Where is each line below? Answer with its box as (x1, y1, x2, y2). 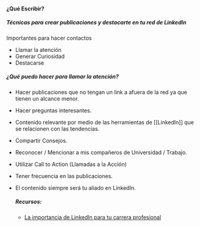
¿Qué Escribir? (6, 5, 45, 12)
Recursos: (15, 198, 42, 206)
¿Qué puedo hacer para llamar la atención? (6, 73, 119, 81)
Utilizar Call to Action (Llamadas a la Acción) (15, 160, 127, 168)
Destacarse (15, 59, 45, 67)
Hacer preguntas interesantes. (15, 107, 92, 114)
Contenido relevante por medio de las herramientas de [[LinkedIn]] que (15, 118, 194, 126)
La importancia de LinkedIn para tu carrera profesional (24, 214, 162, 221)
